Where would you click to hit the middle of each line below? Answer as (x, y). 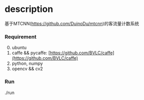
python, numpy (27, 64)
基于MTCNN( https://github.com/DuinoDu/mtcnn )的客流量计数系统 (72, 23)
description (29, 9)
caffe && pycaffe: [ (31, 53)
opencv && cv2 (27, 69)
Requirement (21, 37)
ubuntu (19, 48)
